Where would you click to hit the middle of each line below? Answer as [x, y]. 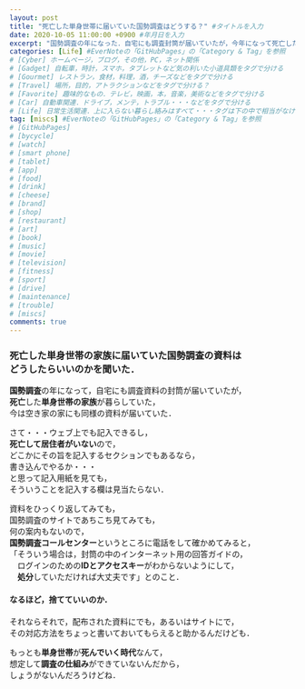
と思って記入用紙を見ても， [61, 478]
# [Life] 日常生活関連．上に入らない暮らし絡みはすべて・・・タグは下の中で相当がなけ [152, 111]
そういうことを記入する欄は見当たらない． [89, 489]
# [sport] [28, 280]
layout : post [34, 18]
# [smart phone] [40, 153]
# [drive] [28, 288]
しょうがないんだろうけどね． [65, 674]
